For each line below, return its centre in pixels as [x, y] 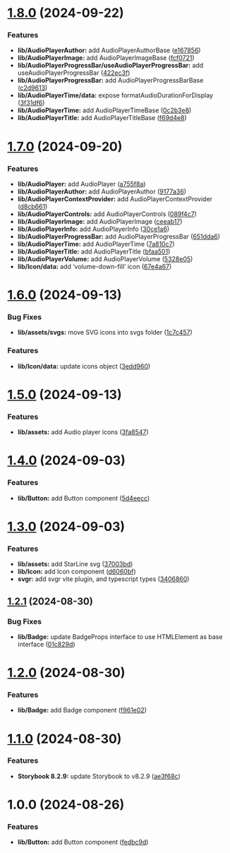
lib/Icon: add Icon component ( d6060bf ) [77, 572]
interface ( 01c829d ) [46, 644]
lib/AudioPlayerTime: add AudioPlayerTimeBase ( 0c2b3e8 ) [104, 110]
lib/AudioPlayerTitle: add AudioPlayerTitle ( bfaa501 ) [94, 251]
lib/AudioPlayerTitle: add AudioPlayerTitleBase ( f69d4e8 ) [102, 118]
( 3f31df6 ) [31, 103]
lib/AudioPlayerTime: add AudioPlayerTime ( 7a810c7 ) [96, 244]
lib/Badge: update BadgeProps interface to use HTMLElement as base [120, 636]
